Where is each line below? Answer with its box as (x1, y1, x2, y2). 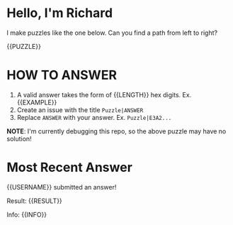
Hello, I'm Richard (6, 5, 113, 21)
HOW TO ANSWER (6, 67, 118, 83)
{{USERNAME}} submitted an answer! (6, 182, 117, 191)
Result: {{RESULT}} (6, 197, 63, 205)
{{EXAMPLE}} (16, 98, 57, 106)
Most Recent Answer (6, 160, 132, 175)
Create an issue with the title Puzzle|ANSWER (16, 105, 144, 114)
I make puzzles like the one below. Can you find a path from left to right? (6, 28, 217, 37)
